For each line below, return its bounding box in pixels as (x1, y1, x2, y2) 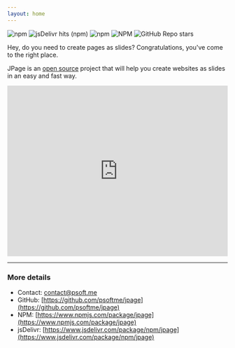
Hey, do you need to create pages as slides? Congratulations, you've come (7, 43, 224, 51)
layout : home (7, 10, 45, 18)
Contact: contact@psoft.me (17, 288, 98, 296)
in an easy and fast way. (7, 71, 77, 80)
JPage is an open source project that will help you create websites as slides (7, 64, 226, 72)
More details (7, 272, 51, 282)
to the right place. (7, 50, 58, 59)
